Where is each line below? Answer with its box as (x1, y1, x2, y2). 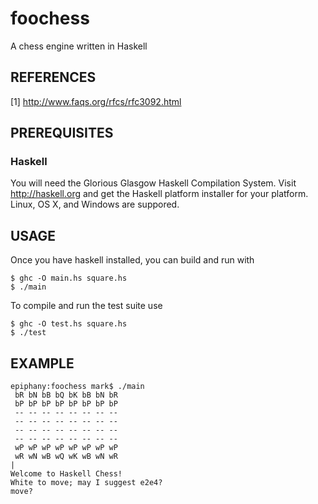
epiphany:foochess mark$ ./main (10, 382, 145, 392)
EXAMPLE (10, 355, 75, 372)
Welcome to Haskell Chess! (10, 469, 123, 479)
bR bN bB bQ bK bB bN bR (14, 390, 118, 401)
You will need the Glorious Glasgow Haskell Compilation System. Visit (10, 177, 297, 189)
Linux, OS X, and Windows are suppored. (10, 198, 180, 211)
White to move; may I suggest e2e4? (10, 478, 163, 488)
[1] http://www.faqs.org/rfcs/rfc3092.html (10, 95, 182, 107)
